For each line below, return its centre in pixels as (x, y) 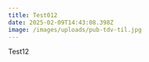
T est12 (19, 52)
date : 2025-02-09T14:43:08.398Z (61, 22)
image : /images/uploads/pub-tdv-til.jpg (75, 29)
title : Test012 (33, 15)
